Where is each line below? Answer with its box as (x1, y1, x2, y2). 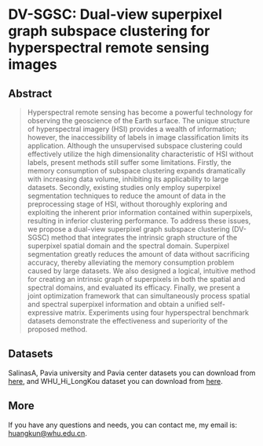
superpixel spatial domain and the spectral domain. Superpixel (27, 241, 230, 250)
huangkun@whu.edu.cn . (8, 428, 88, 437)
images (8, 56, 57, 74)
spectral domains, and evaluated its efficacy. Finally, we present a (27, 283, 241, 292)
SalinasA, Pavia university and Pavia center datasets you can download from (8, 367, 256, 378)
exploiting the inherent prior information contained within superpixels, (27, 208, 253, 217)
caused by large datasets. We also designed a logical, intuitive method (27, 266, 256, 276)
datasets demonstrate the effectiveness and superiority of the (27, 316, 228, 325)
